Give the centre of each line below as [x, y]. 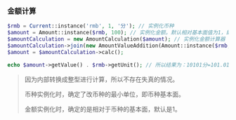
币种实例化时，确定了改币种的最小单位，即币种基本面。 [104, 94]
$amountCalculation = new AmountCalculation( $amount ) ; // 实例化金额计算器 [117, 39]
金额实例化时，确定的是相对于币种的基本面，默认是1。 [103, 109]
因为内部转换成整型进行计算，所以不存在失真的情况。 [101, 79]
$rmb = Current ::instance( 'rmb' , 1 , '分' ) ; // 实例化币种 [91, 26]
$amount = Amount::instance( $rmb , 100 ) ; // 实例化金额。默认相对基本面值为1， [117, 33]
